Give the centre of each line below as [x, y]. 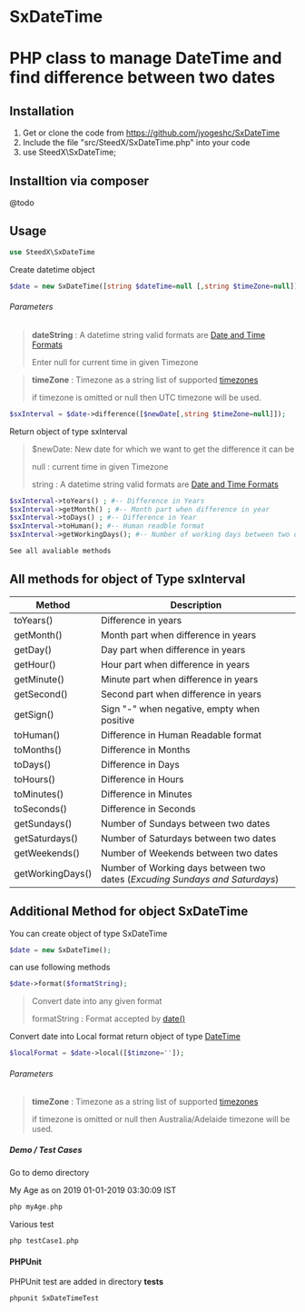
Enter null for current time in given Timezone [115, 362]
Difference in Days [140, 764]
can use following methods [60, 967]
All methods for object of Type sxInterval [128, 579]
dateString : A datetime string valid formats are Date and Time [148, 334]
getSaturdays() [46, 838]
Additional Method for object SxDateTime [129, 912]
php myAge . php [36, 1207]
